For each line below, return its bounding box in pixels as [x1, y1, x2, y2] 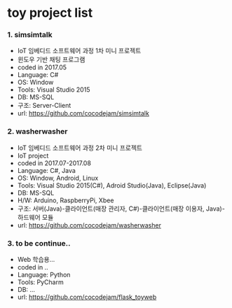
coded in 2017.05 [17, 63, 67, 71]
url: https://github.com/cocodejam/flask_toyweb [17, 293, 157, 302]
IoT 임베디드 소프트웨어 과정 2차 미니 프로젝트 [17, 143, 142, 152]
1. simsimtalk [7, 30, 53, 40]
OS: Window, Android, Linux [17, 174, 99, 182]
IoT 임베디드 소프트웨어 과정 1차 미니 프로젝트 [17, 47, 142, 55]
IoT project [17, 151, 49, 160]
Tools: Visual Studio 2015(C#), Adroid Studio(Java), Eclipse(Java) [17, 181, 207, 190]
